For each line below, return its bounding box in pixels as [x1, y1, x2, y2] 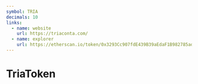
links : [6, 20, 22, 25]
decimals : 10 [6, 14, 38, 20]
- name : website [11, 25, 51, 31]
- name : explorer [11, 36, 54, 42]
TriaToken [6, 67, 56, 80]
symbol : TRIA [6, 8, 38, 15]
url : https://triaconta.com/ [16, 31, 88, 37]
